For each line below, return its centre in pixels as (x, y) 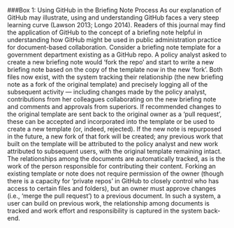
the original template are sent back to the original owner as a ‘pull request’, (115, 114)
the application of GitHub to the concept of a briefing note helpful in (105, 32)
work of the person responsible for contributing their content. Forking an (112, 166)
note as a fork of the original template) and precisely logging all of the (108, 84)
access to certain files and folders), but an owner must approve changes (112, 188)
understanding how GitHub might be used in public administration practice (114, 40)
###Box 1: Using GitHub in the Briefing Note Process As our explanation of (114, 10)
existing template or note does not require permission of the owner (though (116, 173)
